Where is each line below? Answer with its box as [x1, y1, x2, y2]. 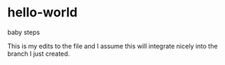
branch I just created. [7, 49, 70, 58]
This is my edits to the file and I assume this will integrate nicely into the [7, 41, 219, 50]
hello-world [7, 4, 78, 21]
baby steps [7, 28, 41, 36]
